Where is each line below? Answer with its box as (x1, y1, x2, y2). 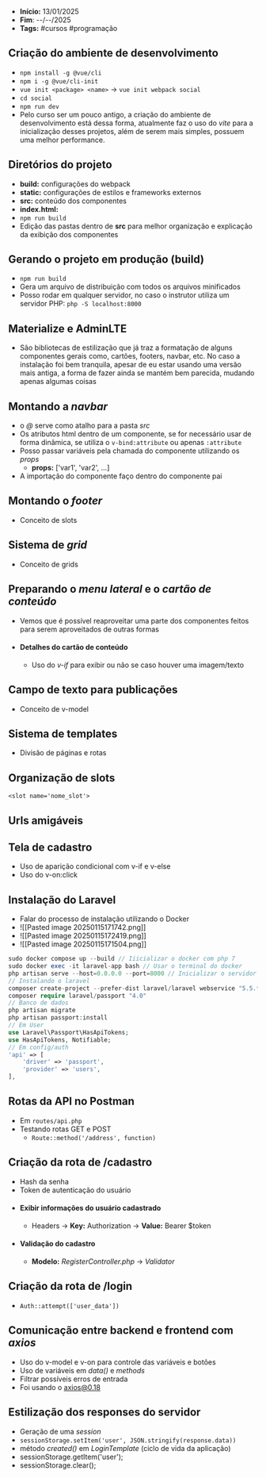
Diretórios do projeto (8, 158, 112, 171)
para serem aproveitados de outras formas (19, 624, 160, 634)
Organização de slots (8, 771, 116, 785)
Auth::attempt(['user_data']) (19, 1302, 120, 1310)
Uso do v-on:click (19, 870, 78, 880)
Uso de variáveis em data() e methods (19, 1365, 145, 1375)
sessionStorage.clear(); (19, 1460, 97, 1470)
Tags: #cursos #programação (19, 24, 118, 33)
